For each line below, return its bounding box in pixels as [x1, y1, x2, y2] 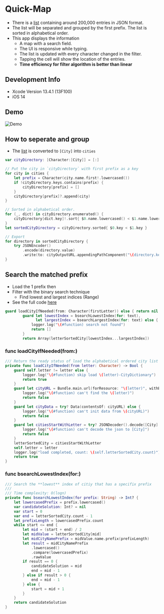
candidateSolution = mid [31, 564, 82, 569]
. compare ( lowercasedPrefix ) [31, 550, 89, 555]
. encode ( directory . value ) [22, 248, 76, 253]
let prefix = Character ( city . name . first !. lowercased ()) [14, 175, 130, 180]
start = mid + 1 [31, 587, 64, 591]
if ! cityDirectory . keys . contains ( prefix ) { [14, 180, 104, 185]
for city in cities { [5, 171, 49, 176]
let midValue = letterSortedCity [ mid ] [22, 532, 102, 537]
